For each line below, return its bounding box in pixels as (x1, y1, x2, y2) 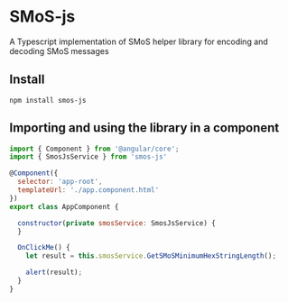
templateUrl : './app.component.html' (17, 186, 160, 195)
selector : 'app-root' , (17, 178, 103, 187)
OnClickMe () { (17, 243, 70, 252)
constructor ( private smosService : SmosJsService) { (17, 218, 217, 227)
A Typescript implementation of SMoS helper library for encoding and (9, 36, 268, 47)
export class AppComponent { (9, 202, 119, 211)
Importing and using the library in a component (9, 120, 280, 136)
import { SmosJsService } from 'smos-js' (9, 152, 168, 161)
